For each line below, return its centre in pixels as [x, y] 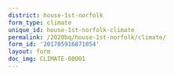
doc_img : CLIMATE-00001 [47, 59]
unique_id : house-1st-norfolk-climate [71, 30]
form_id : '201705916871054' [54, 45]
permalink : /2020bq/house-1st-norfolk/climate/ [87, 37]
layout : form [29, 52]
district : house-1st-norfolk [56, 15]
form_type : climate [40, 23]
